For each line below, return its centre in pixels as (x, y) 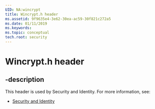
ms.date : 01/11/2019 (26, 23)
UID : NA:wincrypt (23, 10)
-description (25, 80)
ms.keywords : (18, 28)
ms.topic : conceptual (27, 33)
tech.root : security (26, 37)
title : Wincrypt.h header (31, 14)
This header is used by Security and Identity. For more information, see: (78, 91)
